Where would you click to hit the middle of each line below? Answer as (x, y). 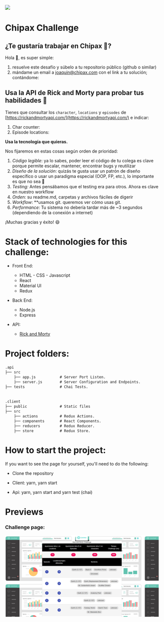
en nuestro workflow (33, 192)
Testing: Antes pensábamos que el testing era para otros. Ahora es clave (85, 186)
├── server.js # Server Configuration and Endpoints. (77, 382)
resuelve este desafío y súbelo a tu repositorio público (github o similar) (84, 67)
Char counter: (26, 127)
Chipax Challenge (42, 28)
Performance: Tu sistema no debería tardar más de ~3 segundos (77, 207)
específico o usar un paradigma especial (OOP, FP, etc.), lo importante (83, 176)
